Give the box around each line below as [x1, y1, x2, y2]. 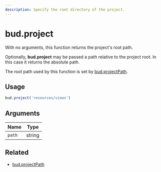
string [26, 132, 40, 139]
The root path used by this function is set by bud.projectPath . [5, 68, 128, 74]
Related [5, 149, 29, 157]
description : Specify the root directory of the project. [5, 7, 125, 12]
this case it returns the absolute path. [5, 59, 80, 65]
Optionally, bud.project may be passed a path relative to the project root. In [5, 54, 157, 60]
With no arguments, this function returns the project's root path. [5, 44, 133, 50]
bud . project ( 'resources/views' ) [5, 96, 71, 101]
